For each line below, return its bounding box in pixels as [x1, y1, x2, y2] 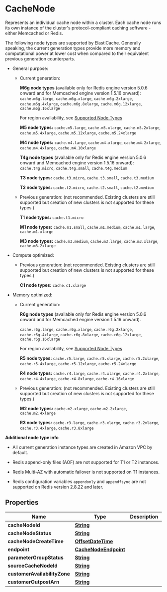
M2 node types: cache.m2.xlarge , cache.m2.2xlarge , [19, 405, 128, 411]
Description [130, 513, 159, 520]
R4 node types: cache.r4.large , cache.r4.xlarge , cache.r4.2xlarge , [19, 370, 160, 376]
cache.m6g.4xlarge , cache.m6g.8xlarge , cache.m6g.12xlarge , [19, 100, 142, 106]
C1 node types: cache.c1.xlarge [19, 282, 86, 288]
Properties [5, 498, 39, 507]
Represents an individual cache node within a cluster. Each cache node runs [5, 19, 162, 25]
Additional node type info [5, 434, 59, 440]
